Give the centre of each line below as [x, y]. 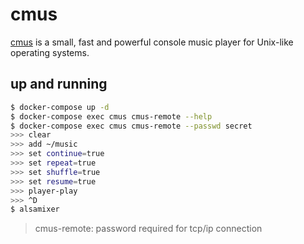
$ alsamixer [35, 209]
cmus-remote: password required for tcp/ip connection [148, 229]
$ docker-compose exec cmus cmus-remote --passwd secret [131, 126]
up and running [59, 84]
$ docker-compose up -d [60, 107]
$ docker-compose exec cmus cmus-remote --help [111, 116]
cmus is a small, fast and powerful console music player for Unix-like [152, 42]
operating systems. [50, 52]
